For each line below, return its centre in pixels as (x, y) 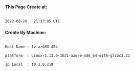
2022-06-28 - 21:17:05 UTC (33, 21)
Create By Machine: (26, 32)
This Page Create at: (26, 7)
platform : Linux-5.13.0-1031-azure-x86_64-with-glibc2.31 (68, 56)
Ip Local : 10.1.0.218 (29, 65)
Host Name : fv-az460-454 (31, 47)
